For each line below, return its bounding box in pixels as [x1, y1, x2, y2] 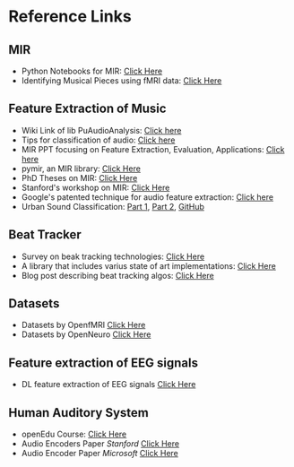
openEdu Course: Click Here [21, 428, 127, 440]
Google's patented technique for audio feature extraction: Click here [21, 191, 274, 203]
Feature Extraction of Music [8, 101, 167, 117]
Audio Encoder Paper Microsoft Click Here [21, 448, 178, 459]
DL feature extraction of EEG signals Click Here [21, 379, 196, 390]
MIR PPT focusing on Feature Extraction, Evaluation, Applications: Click [21, 143, 285, 154]
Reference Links [8, 6, 132, 27]
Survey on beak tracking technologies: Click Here [21, 251, 205, 262]
